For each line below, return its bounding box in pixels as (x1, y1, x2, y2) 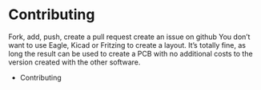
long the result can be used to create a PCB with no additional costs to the (8, 49, 254, 58)
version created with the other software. (8, 57, 141, 67)
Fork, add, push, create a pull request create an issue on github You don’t (8, 32, 251, 41)
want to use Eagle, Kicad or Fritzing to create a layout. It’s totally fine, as (8, 40, 247, 49)
